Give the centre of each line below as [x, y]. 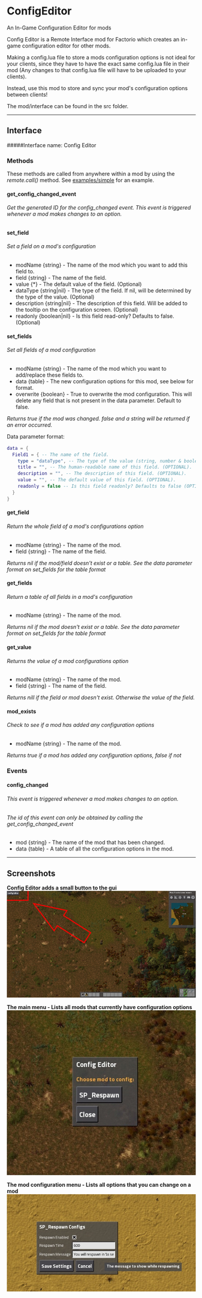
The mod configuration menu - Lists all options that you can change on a [99, 1184]
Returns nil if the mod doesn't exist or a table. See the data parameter [93, 627]
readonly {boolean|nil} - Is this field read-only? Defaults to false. [95, 316]
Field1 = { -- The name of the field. [61, 455]
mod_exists [22, 711]
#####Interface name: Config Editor [52, 145]
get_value [19, 647]
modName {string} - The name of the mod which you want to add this [102, 265]
